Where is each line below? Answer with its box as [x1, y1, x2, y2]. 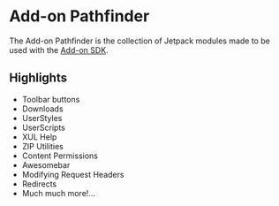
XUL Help [21, 131, 57, 142]
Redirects [21, 179, 57, 189]
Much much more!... [21, 187, 95, 198]
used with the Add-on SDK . [9, 44, 109, 55]
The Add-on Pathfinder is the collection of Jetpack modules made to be [9, 35, 271, 46]
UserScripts [21, 122, 66, 133]
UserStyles [21, 112, 63, 123]
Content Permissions [21, 150, 99, 161]
